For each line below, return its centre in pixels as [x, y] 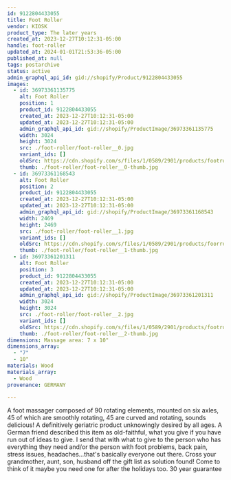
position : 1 [36, 103]
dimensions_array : [33, 346]
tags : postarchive [33, 65]
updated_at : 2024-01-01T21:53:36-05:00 [64, 52]
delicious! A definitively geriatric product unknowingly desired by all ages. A [114, 425]
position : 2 [36, 187]
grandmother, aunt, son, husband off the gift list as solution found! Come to [114, 461]
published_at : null [35, 59]
